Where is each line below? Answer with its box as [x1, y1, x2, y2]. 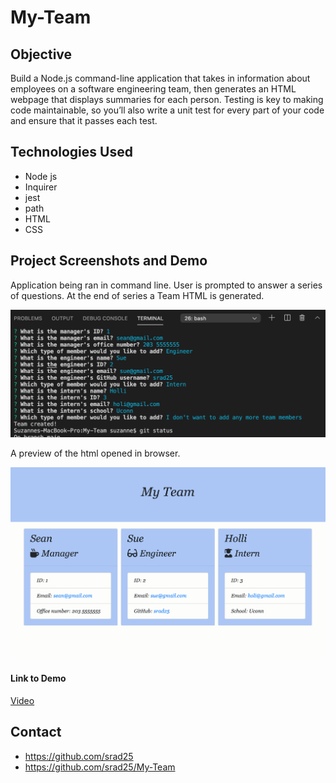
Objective [10, 46, 73, 63]
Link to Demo [10, 672, 67, 685]
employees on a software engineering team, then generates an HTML [10, 83, 297, 95]
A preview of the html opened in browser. [10, 447, 181, 459]
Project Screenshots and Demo [10, 252, 208, 270]
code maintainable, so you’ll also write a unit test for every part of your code [10, 104, 325, 116]
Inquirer [24, 181, 58, 193]
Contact [10, 724, 62, 741]
